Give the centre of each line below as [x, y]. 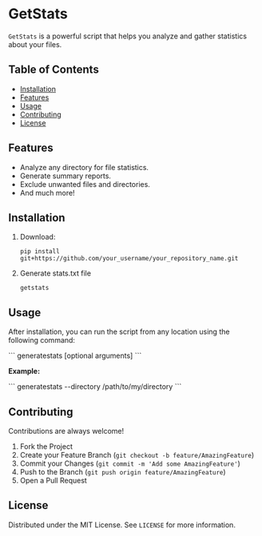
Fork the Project [46, 447]
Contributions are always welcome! [66, 431]
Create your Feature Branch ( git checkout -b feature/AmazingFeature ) [137, 455]
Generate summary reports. [65, 176]
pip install [40, 252]
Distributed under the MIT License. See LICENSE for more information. [122, 525]
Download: [38, 237]
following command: [42, 340]
